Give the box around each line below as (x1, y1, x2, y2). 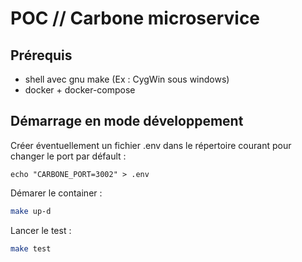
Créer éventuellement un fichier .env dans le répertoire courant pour (10, 139, 292, 151)
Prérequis (10, 47, 73, 64)
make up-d (10, 206, 52, 216)
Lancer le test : (10, 224, 72, 236)
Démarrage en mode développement (10, 113, 244, 130)
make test (10, 243, 52, 254)
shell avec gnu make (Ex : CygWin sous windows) (24, 73, 230, 85)
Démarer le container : (10, 187, 103, 199)
